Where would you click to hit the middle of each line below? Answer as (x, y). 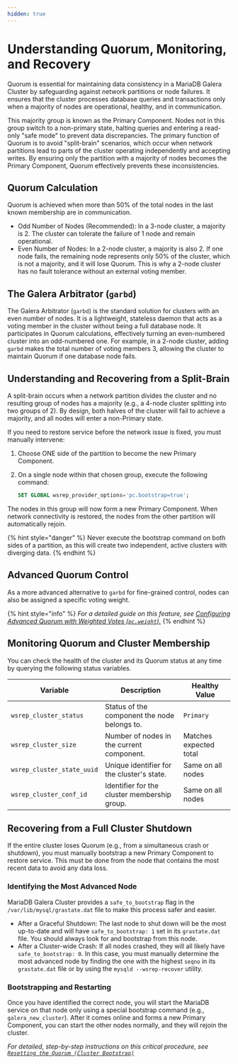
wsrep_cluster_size (44, 744)
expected (199, 744)
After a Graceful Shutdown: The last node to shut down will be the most (122, 923)
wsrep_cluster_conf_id (49, 794)
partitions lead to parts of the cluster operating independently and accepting (119, 151)
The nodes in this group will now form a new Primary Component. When (113, 509)
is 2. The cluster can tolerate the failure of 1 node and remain (106, 234)
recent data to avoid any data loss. (58, 868)
